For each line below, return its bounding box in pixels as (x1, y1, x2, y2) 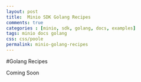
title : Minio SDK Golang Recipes (6, 14, 91, 20)
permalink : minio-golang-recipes (6, 42, 88, 48)
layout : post (6, 8, 38, 15)
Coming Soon (6, 69, 40, 76)
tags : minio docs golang (6, 31, 67, 37)
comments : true (6, 19, 44, 25)
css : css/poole (6, 36, 44, 42)
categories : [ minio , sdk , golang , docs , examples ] (6, 25, 136, 31)
